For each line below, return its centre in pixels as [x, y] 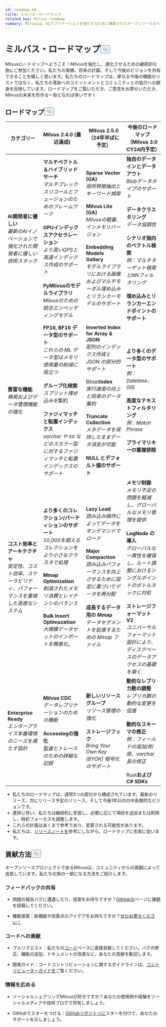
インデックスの [60, 466]
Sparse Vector [103, 173]
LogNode [137, 533]
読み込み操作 [101, 516]
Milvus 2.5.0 [104, 130]
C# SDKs [137, 781]
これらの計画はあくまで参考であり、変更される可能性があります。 [79, 825]
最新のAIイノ [22, 231]
